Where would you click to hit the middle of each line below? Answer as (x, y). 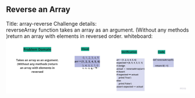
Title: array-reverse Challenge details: (51, 23)
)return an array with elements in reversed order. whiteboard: (79, 36)
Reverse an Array (38, 10)
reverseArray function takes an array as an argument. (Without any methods (97, 30)
